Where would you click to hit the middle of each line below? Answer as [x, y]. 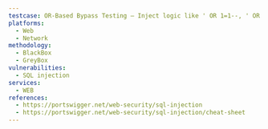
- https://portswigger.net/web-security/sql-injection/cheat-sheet [131, 113]
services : [25, 83]
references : [28, 98]
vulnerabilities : [37, 68]
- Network [32, 38]
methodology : [30, 46]
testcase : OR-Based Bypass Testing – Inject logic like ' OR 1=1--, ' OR [134, 16]
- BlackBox [34, 53]
